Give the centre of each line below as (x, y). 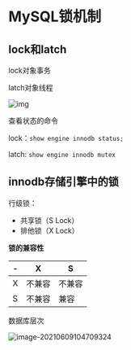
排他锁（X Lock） (49, 230)
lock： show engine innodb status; (66, 138)
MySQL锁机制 (55, 17)
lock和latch (38, 49)
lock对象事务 (30, 70)
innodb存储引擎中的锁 (64, 182)
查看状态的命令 (33, 120)
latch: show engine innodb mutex (62, 154)
